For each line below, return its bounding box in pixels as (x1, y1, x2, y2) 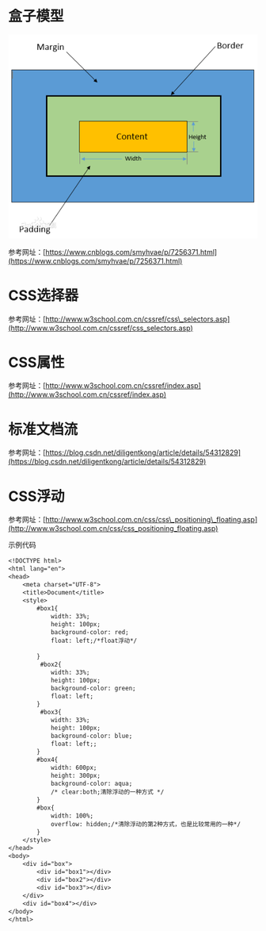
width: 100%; (50, 812, 93, 820)
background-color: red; (50, 629, 129, 637)
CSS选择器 (8, 287, 79, 304)
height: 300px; (50, 771, 101, 780)
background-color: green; (50, 684, 136, 693)
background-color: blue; (50, 732, 133, 741)
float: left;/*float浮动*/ (50, 637, 138, 645)
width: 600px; (50, 764, 97, 772)
